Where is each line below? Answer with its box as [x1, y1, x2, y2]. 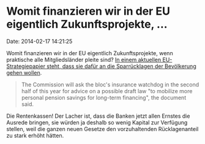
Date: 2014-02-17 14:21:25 [6, 37, 73, 45]
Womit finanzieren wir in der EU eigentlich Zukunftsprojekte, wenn [6, 49, 173, 56]
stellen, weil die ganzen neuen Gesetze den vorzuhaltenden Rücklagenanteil [6, 125, 199, 132]
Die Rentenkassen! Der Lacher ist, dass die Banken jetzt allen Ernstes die [6, 112, 190, 119]
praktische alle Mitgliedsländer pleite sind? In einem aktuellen [6, 56, 162, 63]
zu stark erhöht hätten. [6, 132, 64, 139]
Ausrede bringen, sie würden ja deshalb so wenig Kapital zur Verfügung [6, 118, 188, 126]
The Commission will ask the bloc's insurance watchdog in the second [21, 81, 199, 88]
